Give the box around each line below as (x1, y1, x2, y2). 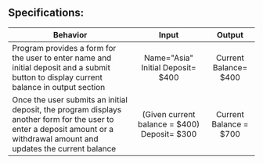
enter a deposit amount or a (12, 123, 114, 134)
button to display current (12, 72, 103, 83)
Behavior (52, 29, 88, 40)
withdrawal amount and (12, 133, 99, 144)
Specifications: (8, 6, 85, 20)
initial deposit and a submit (12, 62, 111, 73)
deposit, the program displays (12, 104, 122, 115)
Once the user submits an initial (12, 94, 128, 105)
